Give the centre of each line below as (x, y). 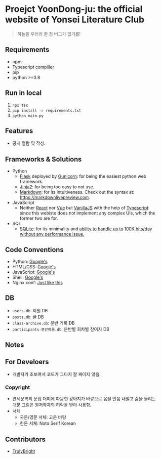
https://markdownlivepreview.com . (55, 197)
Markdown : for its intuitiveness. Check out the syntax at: (77, 192)
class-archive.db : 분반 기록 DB (43, 323)
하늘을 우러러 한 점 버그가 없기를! (49, 34)
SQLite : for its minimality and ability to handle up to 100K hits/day (86, 229)
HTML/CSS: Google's (34, 267)
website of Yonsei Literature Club (75, 20)
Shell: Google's (28, 277)
